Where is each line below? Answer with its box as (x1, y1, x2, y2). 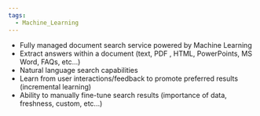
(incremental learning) (19, 82, 92, 91)
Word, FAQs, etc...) (19, 56, 81, 67)
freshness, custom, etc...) (19, 99, 103, 108)
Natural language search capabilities (19, 65, 139, 74)
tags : (8, 11, 26, 20)
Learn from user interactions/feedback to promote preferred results (19, 74, 238, 83)
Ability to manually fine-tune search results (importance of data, (19, 90, 228, 100)
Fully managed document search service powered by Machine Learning (19, 40, 253, 49)
